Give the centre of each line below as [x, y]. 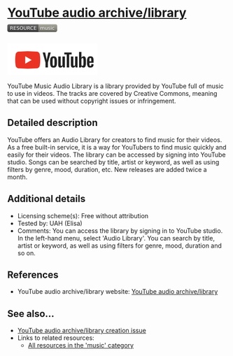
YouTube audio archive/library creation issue [82, 331]
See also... [31, 314]
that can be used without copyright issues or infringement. [92, 101]
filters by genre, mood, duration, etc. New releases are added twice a [107, 169]
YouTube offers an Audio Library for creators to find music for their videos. [115, 140]
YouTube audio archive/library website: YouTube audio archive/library [118, 292]
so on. [27, 252]
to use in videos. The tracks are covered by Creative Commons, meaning [112, 93]
